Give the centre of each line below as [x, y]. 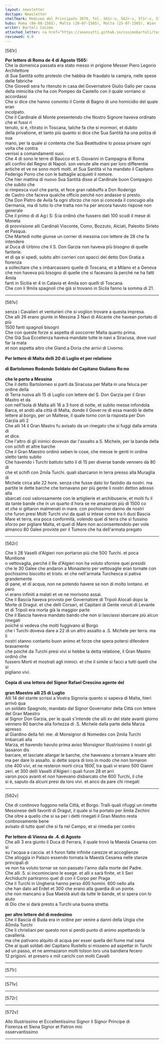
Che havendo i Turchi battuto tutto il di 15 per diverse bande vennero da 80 [80, 462]
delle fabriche [19, 80]
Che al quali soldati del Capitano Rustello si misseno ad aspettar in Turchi [79, 945]
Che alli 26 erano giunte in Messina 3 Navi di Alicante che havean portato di [81, 317]
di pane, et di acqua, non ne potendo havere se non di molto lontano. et [77, 584]
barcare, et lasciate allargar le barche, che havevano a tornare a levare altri [80, 755]
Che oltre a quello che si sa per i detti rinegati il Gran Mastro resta [71, 816]
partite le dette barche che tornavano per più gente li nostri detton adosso [79, 488]
